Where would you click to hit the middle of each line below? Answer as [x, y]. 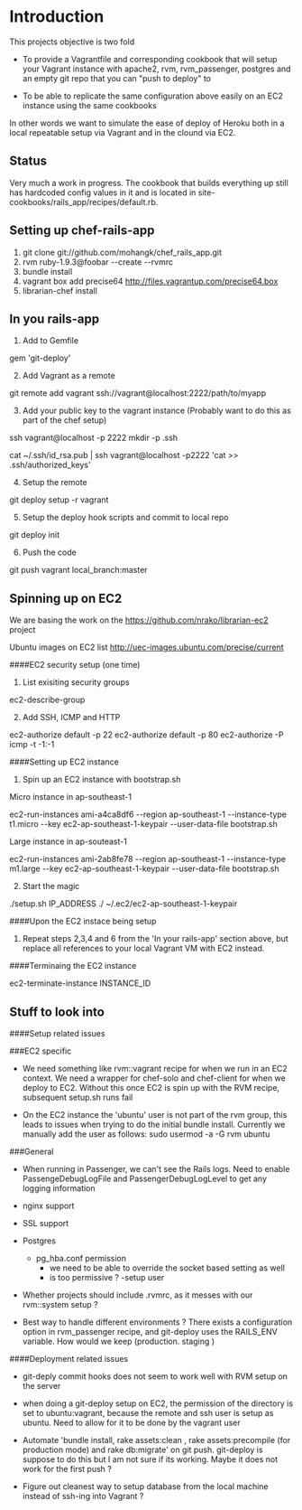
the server [41, 1386]
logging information [59, 1188]
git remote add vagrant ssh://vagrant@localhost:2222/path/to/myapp [138, 393]
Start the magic [51, 886]
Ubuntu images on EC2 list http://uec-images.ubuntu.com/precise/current [146, 647]
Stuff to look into [57, 1012]
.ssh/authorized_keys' [50, 465]
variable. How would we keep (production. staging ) [118, 1341]
